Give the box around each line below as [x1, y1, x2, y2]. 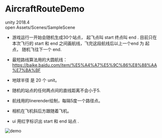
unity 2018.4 [5, 19, 30, 25]
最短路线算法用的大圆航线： [12, 56, 68, 62]
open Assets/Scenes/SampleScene [5, 24, 75, 30]
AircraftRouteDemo [5, 3, 85, 14]
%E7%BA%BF [12, 67, 41, 73]
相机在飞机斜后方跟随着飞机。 [12, 108, 72, 114]
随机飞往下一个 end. [21, 46, 62, 52]
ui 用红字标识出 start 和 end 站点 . [12, 118, 79, 124]
